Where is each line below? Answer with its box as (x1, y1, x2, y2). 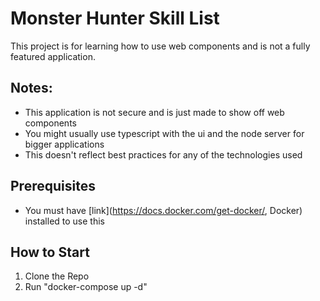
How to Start (10, 243, 90, 261)
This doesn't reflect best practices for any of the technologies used (24, 148, 303, 161)
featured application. (10, 50, 96, 62)
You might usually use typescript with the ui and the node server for (24, 127, 305, 139)
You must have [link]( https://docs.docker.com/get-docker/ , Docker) (24, 204, 303, 216)
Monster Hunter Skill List (10, 7, 220, 30)
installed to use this (24, 215, 105, 227)
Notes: (10, 80, 53, 97)
